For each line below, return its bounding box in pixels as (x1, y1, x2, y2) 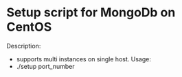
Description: (6, 42, 41, 50)
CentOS (6, 19, 52, 35)
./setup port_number (16, 62, 75, 70)
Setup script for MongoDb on (6, 5, 176, 20)
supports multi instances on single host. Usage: (16, 55, 152, 63)
